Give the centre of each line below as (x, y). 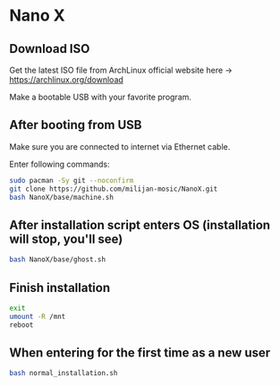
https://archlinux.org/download (66, 80)
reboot (21, 325)
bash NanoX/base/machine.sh (62, 197)
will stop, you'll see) (66, 239)
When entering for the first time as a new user (140, 352)
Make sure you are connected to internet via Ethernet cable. (120, 146)
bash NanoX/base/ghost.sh (57, 260)
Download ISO (50, 49)
